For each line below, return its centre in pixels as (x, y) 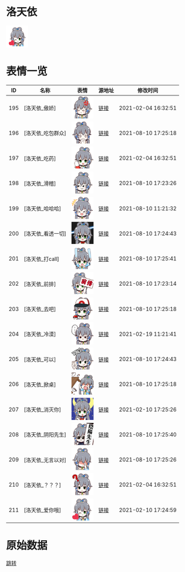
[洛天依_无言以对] (45, 459)
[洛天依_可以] (40, 359)
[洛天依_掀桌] (40, 384)
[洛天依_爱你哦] (43, 510)
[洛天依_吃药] (40, 158)
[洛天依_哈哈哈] (43, 209)
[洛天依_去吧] (40, 309)
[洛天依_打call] (42, 259)
